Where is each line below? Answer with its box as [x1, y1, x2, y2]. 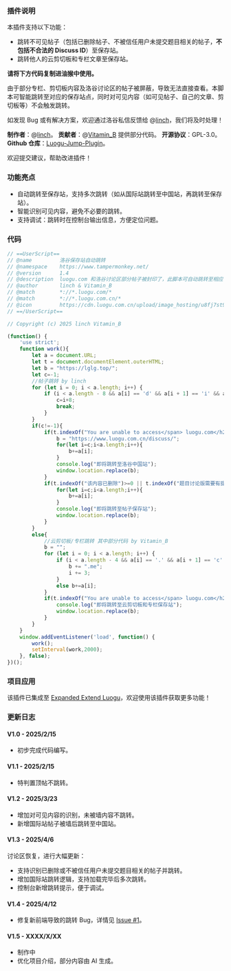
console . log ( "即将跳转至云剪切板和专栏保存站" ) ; [56, 601, 183, 608]
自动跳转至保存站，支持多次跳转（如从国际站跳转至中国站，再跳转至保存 [16, 189, 222, 198]
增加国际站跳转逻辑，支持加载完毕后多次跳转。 [16, 875, 150, 884]
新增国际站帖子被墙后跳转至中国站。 [16, 819, 120, 827]
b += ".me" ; [68, 563, 103, 570]
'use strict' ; [19, 339, 60, 346]
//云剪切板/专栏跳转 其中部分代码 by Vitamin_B [43, 537, 168, 544]
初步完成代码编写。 [16, 746, 72, 754]
